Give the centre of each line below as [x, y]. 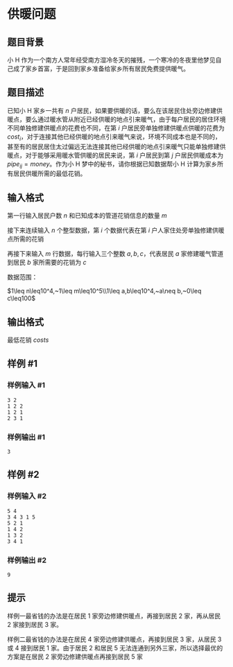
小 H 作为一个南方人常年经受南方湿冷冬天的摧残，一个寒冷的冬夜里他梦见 [112, 60]
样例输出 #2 [27, 560]
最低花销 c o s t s [28, 340]
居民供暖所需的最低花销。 [50, 173]
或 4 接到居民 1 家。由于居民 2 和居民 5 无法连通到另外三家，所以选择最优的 [115, 648]
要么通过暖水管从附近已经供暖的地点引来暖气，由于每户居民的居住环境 [126, 119]
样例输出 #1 [26, 437]
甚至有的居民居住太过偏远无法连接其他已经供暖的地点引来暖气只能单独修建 [113, 146]
